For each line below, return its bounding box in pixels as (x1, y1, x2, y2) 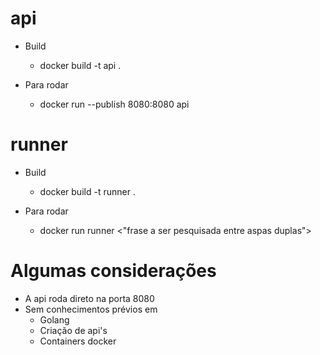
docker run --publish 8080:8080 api (39, 98, 190, 110)
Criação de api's (39, 324, 108, 336)
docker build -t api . (39, 59, 122, 71)
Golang (39, 313, 70, 326)
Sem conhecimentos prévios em (24, 303, 158, 315)
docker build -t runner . (39, 185, 136, 197)
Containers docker (39, 335, 117, 347)
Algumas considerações (10, 260, 217, 282)
